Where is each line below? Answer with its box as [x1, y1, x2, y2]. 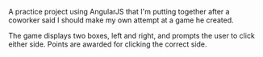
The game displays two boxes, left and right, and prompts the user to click [8, 31, 256, 40]
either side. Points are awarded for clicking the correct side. [8, 39, 207, 49]
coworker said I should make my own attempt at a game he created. [8, 15, 234, 25]
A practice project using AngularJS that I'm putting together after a [8, 7, 230, 16]
